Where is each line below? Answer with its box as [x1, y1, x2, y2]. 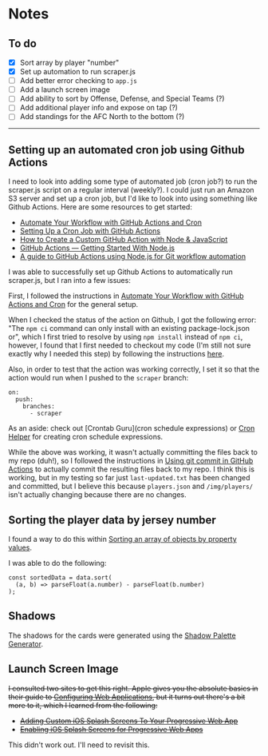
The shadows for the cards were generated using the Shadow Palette [8, 631, 237, 640]
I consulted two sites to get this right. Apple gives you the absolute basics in [8, 683, 258, 693]
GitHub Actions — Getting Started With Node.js [19, 243, 175, 253]
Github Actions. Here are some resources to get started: [8, 202, 193, 212]
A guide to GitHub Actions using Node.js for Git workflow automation [19, 252, 246, 261]
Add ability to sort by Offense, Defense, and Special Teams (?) [19, 94, 225, 104]
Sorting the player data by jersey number [8, 513, 217, 527]
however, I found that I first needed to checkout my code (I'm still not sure [8, 340, 251, 350]
